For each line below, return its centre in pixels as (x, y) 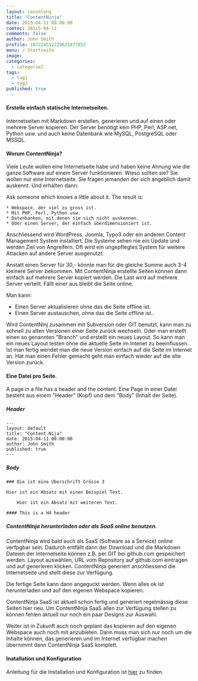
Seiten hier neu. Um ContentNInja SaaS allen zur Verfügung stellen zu (91, 608)
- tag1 (20, 78)
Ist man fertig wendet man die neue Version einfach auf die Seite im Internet (99, 350)
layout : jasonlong (29, 12)
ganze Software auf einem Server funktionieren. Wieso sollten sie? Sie (92, 173)
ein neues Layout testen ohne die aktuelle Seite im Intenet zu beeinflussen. (98, 343)
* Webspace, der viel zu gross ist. (51, 208)
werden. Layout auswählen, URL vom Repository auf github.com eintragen (97, 560)
